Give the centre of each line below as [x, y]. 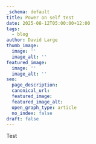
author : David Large [32, 40]
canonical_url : [31, 91]
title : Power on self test [40, 18]
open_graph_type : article [44, 107]
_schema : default [28, 12]
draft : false [23, 119]
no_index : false [32, 113]
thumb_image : [23, 46]
